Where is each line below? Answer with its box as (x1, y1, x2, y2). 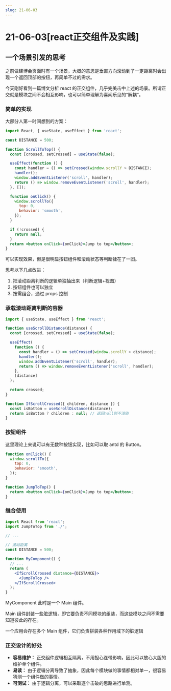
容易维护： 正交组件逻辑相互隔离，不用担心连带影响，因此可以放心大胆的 (12, 655, 166, 661)
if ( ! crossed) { (10, 227, 44, 232)
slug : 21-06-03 (5, 7, 38, 13)
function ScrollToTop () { (5, 147, 60, 152)
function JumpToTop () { (5, 484, 56, 490)
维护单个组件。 (12, 661, 44, 667)
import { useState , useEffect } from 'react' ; (5, 316, 106, 322)
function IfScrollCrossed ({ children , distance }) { (5, 401, 120, 407)
